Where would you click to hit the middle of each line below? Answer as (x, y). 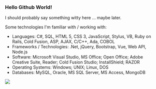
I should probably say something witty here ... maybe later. (63, 18)
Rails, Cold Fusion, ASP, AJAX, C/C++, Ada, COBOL (63, 42)
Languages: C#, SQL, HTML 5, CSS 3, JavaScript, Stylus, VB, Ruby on (81, 37)
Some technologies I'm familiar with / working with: (56, 27)
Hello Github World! (28, 7)
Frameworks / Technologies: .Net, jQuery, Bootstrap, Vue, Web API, (79, 47)
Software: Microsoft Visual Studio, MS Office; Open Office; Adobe (78, 57)
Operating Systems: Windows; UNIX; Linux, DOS (60, 67)
